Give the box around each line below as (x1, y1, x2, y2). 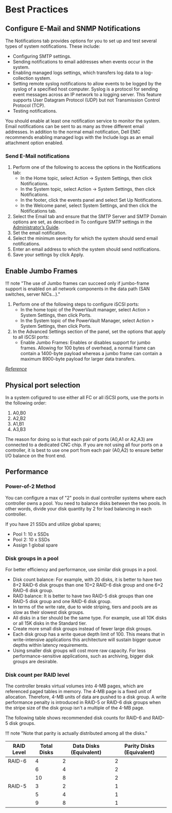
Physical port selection (5, 381, 80, 390)
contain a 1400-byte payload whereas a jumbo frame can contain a (20, 350, 162, 357)
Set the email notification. (12, 230, 67, 236)
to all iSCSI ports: (12, 334, 50, 340)
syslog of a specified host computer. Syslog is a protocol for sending (12, 86, 158, 92)
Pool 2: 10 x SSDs (12, 536, 50, 542)
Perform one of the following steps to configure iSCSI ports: (12, 301, 139, 307)
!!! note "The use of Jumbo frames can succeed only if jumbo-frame (5, 280, 149, 287)
